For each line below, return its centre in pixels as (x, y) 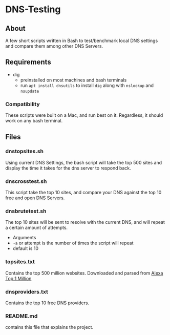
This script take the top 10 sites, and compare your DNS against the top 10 (83, 193)
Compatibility (23, 104)
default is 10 (25, 248)
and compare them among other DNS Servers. (54, 46)
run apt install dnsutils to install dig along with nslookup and (87, 85)
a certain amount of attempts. (37, 228)
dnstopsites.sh (24, 151)
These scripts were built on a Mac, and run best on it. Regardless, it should (84, 115)
